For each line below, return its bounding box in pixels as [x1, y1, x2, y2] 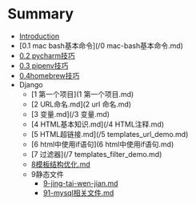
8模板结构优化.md [30, 159, 91, 169]
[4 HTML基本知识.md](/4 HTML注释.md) [30, 119, 165, 129]
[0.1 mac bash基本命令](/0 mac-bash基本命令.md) [18, 41, 183, 50]
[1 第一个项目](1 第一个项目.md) [30, 89, 134, 98]
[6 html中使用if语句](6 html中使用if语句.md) [30, 139, 174, 149]
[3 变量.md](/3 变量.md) [30, 109, 110, 119]
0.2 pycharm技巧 [18, 50, 75, 60]
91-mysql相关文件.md [42, 187, 114, 197]
